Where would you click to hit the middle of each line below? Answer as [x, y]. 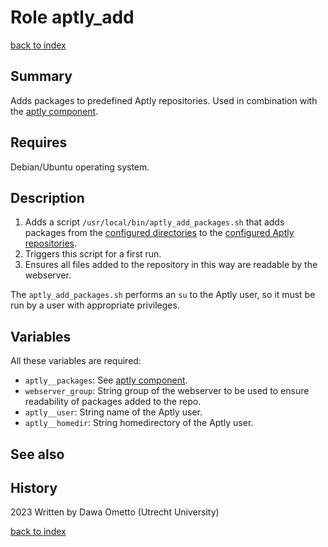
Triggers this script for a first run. [93, 254]
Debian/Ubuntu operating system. [80, 167]
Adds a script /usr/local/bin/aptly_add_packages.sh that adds [154, 222]
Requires [39, 142]
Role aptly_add [72, 17]
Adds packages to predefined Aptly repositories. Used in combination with [164, 100]
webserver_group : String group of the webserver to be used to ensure [167, 391]
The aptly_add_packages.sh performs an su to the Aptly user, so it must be [163, 295]
